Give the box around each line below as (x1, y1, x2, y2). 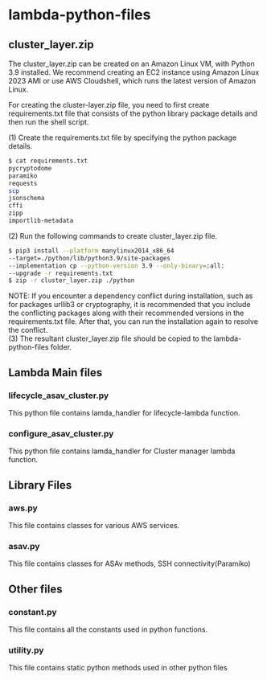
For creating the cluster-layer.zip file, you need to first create (8, 100, 210, 109)
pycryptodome (8, 164, 52, 172)
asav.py (8, 540, 40, 551)
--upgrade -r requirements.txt (8, 269, 113, 277)
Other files (8, 582, 63, 596)
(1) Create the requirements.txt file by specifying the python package (8, 133, 237, 142)
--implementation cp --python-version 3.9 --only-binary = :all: (8, 261, 225, 270)
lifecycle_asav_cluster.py (8, 390, 109, 401)
